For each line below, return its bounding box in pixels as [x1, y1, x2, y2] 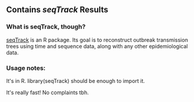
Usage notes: [6, 64, 46, 72]
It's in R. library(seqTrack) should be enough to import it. [6, 77, 145, 84]
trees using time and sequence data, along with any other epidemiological [6, 42, 188, 50]
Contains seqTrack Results [6, 5, 109, 15]
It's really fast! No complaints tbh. [6, 89, 89, 96]
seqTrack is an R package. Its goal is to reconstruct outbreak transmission [6, 36, 188, 44]
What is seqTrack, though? [6, 23, 86, 31]
